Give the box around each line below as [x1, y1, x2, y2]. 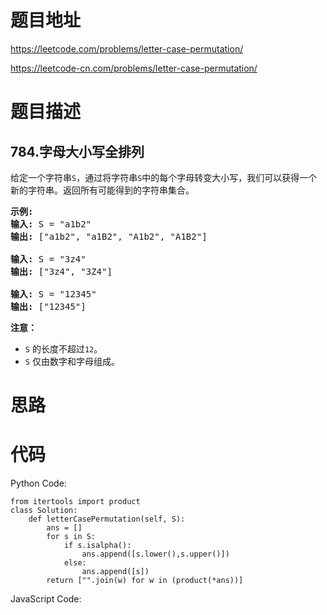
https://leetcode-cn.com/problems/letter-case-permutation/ [10, 62, 258, 74]
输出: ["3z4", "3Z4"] [10, 266, 113, 277]
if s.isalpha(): [63, 541, 132, 551]
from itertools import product [10, 497, 141, 507]
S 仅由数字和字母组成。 [24, 355, 120, 367]
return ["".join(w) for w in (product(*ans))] [46, 576, 244, 586]
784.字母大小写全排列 [10, 143, 145, 160]
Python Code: [10, 477, 67, 490]
